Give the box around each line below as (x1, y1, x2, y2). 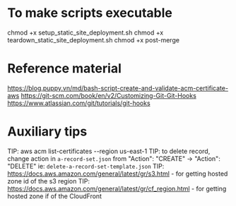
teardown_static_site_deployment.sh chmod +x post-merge (7, 35, 180, 44)
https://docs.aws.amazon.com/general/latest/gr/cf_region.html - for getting (7, 184, 227, 193)
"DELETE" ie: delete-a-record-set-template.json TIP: (7, 162, 165, 170)
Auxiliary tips (7, 123, 88, 140)
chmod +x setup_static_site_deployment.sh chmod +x (7, 28, 164, 37)
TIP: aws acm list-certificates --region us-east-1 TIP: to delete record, (7, 147, 211, 155)
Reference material (7, 61, 122, 77)
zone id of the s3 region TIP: (7, 176, 90, 185)
